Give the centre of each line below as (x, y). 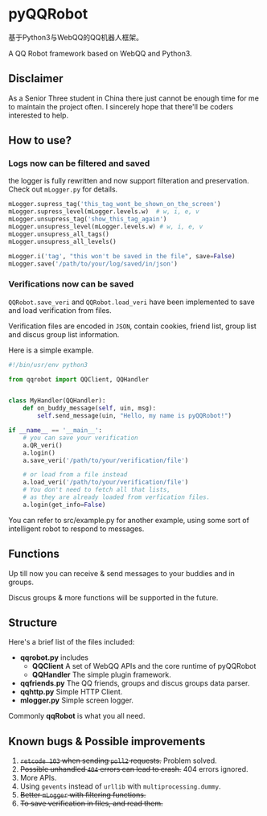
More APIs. (38, 778)
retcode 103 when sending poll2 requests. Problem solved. (118, 760)
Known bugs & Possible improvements (107, 741)
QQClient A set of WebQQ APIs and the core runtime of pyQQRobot (144, 666)
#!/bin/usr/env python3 (48, 365)
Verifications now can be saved (71, 284)
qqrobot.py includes (54, 657)
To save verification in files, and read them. (91, 804)
